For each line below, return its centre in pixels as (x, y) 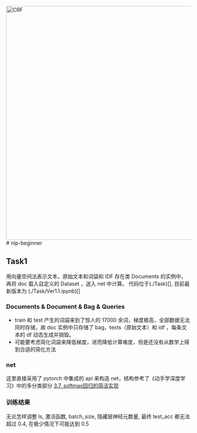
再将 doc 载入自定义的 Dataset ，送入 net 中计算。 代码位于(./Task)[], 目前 (95, 283)
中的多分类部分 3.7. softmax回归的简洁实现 (67, 386)
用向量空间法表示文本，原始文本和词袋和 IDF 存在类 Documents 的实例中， (96, 276)
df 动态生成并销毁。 (50, 335)
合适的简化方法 (38, 350)
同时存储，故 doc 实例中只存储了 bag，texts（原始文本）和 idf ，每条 (98, 327)
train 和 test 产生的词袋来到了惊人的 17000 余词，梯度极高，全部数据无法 (102, 320)
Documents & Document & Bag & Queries (65, 306)
